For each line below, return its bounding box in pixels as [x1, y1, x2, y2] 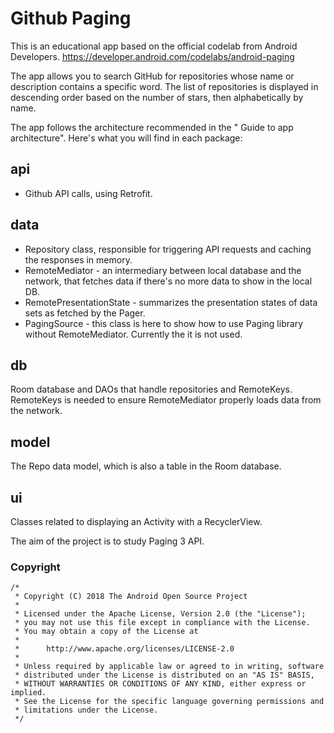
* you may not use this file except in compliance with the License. [14, 618, 311, 628]
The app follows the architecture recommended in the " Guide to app [10, 121, 294, 133]
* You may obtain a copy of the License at [14, 627, 199, 637]
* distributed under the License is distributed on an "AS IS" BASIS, [14, 670, 315, 681]
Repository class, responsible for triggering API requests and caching [24, 243, 312, 255]
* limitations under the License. [14, 705, 159, 716]
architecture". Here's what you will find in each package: [10, 132, 243, 144]
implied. [10, 688, 47, 698]
